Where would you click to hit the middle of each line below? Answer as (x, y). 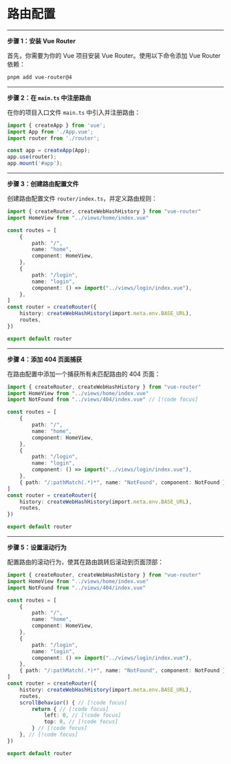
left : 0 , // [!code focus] (82, 715)
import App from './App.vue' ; (51, 131)
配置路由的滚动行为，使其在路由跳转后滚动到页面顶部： (85, 562)
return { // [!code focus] (70, 709)
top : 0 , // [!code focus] (81, 722)
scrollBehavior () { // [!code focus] (74, 703)
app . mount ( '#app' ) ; (35, 163)
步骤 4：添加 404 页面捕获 (45, 359)
